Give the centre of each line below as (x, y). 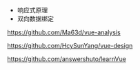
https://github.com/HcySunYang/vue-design (70, 46)
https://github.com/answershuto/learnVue (67, 59)
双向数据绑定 (35, 19)
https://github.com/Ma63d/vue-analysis (64, 32)
